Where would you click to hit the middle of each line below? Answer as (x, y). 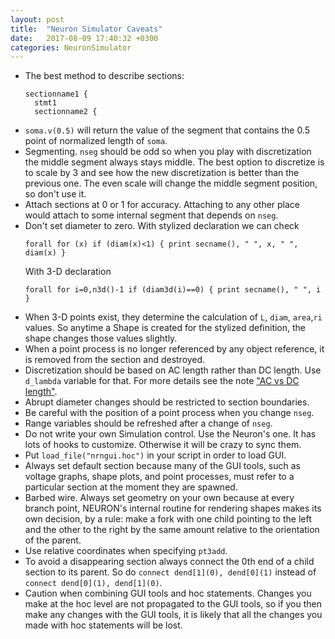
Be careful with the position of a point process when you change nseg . (169, 413)
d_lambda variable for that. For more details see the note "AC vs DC (162, 381)
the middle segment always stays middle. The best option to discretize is (174, 162)
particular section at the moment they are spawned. (131, 487)
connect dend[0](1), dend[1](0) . (93, 583)
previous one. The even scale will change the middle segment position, (171, 183)
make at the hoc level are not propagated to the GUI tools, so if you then (173, 604)
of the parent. (53, 540)
